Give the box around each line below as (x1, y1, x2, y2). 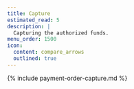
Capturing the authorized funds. (13, 29, 109, 37)
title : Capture (7, 10, 51, 17)
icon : (7, 42, 23, 49)
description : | (7, 23, 51, 30)
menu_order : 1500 (7, 36, 57, 43)
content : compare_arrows (13, 49, 85, 56)
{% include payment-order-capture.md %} (7, 74, 128, 82)
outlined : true (13, 55, 57, 62)
